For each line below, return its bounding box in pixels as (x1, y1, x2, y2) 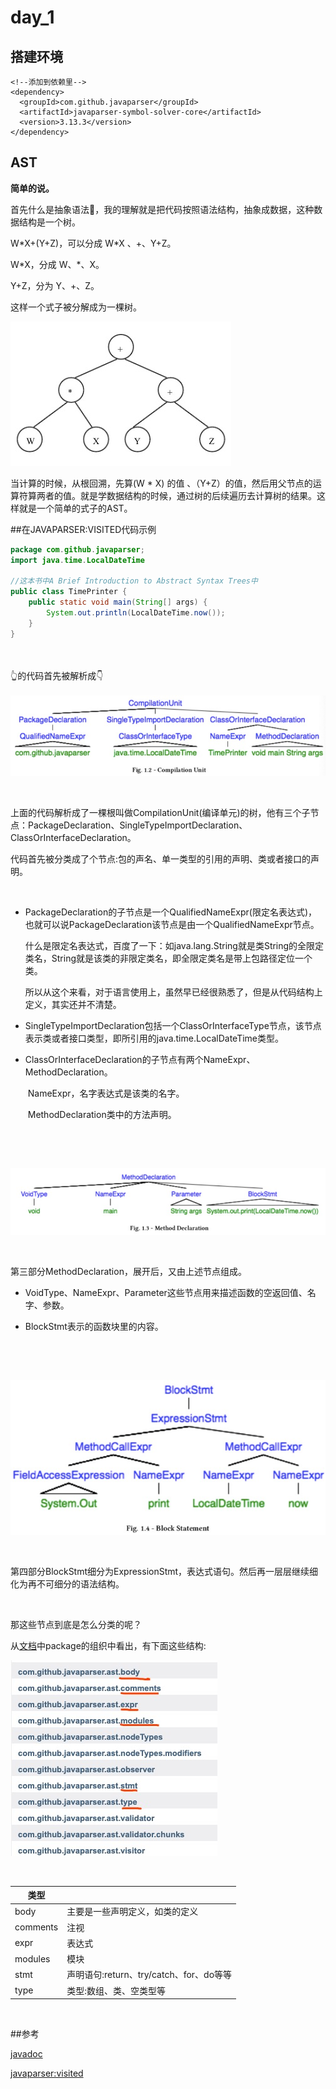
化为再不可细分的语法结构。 (10, 1577, 125, 1590)
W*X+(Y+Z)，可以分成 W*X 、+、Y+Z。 (10, 237, 177, 249)
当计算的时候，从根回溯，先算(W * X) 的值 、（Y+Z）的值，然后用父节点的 (10, 477, 313, 489)
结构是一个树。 (18, 216, 81, 228)
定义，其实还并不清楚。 (24, 998, 122, 1010)
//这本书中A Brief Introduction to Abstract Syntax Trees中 (10, 576, 258, 586)
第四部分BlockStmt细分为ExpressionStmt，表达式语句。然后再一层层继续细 (10, 1565, 319, 1577)
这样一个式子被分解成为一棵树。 (10, 301, 142, 313)
